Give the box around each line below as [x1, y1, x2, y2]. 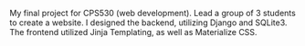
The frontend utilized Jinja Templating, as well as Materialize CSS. [9, 27, 258, 37]
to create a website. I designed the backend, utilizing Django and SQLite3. [9, 17, 288, 28]
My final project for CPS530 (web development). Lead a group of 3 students [9, 8, 297, 18]
